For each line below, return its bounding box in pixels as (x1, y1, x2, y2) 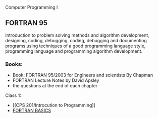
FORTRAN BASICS (12, 107, 51, 113)
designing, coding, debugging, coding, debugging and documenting (5, 37, 147, 43)
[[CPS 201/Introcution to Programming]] (12, 102, 95, 108)
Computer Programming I (5, 5, 58, 10)
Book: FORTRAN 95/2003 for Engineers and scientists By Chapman (12, 72, 153, 78)
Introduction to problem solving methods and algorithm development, (5, 32, 150, 38)
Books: (5, 60, 23, 67)
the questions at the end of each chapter (12, 83, 97, 89)
